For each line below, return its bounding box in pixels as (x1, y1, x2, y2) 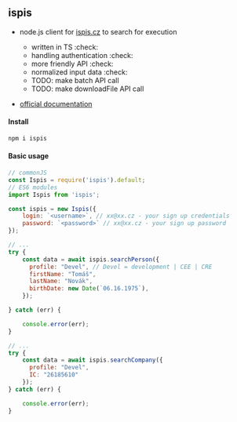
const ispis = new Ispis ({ (8, 205, 97, 213)
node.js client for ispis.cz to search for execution (19, 27, 177, 36)
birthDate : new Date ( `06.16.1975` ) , (28, 285, 149, 293)
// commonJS (8, 169, 47, 177)
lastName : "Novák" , (28, 278, 93, 286)
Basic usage (8, 151, 49, 161)
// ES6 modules (8, 184, 58, 191)
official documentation (19, 99, 93, 108)
